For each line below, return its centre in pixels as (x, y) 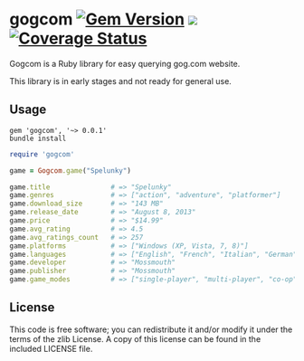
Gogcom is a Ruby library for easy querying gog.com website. (125, 63)
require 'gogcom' (42, 154)
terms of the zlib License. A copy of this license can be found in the (135, 338)
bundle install (38, 138)
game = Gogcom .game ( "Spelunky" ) (70, 171)
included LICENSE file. (51, 348)
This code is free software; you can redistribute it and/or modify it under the (151, 329)
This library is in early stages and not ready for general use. (121, 81)
